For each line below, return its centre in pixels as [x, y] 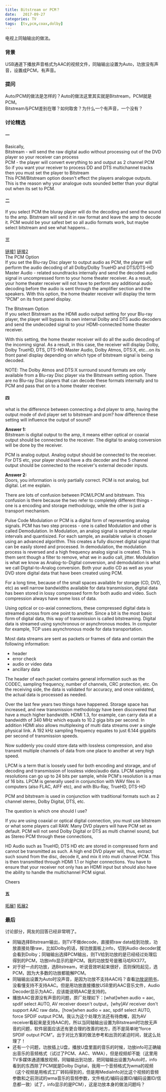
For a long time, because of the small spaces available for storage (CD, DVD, [83, 582]
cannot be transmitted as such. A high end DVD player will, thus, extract [79, 851]
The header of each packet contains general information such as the [75, 678]
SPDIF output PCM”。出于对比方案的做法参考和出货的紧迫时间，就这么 [84, 1035]
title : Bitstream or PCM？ [33, 10]
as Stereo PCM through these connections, [49, 836]
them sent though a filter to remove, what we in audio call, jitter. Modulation [82, 557]
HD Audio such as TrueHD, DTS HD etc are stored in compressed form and [82, 846]
